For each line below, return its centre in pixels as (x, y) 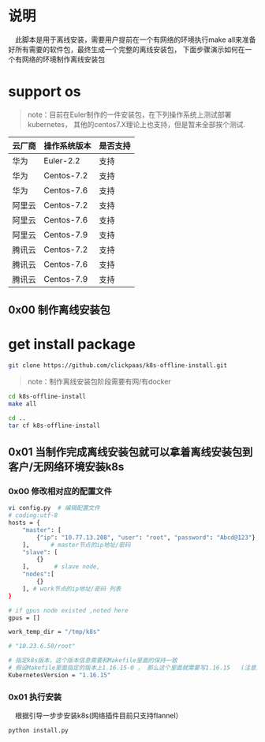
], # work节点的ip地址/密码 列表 (72, 589)
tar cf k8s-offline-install (54, 425)
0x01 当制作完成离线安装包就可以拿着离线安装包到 (131, 452)
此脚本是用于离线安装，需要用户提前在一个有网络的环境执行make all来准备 (136, 39)
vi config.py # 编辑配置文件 (54, 508)
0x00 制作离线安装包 (59, 310)
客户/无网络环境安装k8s (66, 467)
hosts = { (24, 523)
